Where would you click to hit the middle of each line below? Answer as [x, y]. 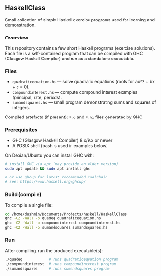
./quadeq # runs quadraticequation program [62, 260]
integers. [21, 108]
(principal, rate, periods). [37, 98]
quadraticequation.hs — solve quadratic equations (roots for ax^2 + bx [83, 82]
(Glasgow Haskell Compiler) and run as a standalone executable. [70, 59]
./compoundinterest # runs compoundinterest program [61, 264]
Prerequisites [21, 130]
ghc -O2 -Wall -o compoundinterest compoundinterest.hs [63, 223]
